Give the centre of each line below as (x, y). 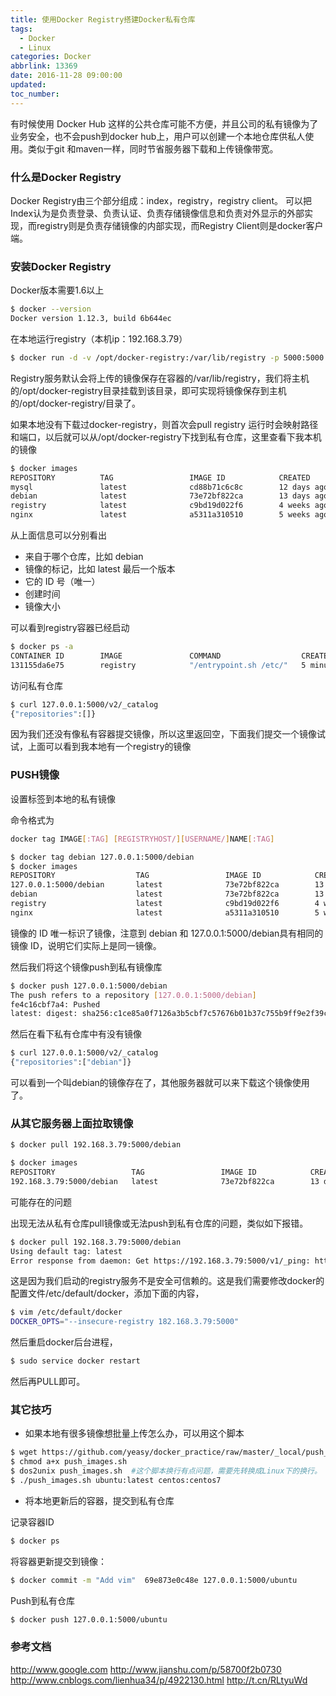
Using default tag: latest (66, 1251)
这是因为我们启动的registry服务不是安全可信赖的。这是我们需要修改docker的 (167, 1281)
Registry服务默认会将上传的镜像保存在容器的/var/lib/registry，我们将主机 (160, 378)
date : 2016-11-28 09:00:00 (66, 76)
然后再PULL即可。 (48, 1382)
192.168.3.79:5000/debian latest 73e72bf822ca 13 (165, 1181)
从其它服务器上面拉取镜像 (72, 1123)
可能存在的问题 (41, 1202)
